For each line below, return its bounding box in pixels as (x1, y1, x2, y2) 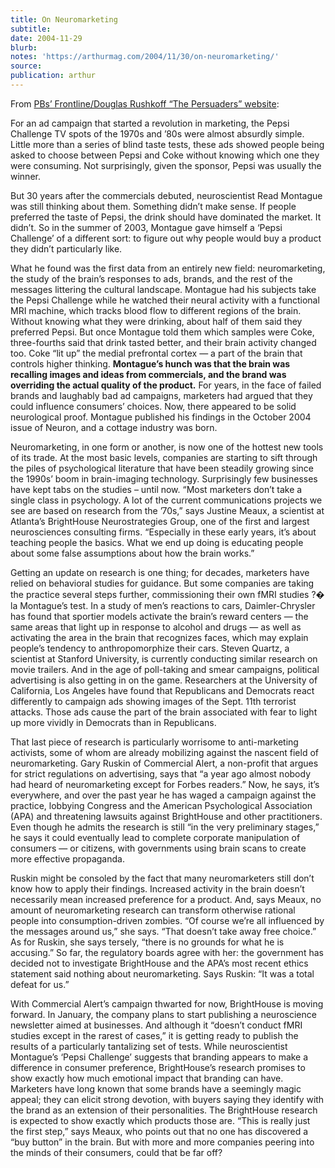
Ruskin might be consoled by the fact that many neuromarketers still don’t (10, 872, 315, 884)
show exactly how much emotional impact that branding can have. (10, 1072, 284, 1084)
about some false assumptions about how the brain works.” (10, 547, 255, 559)
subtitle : (10, 24, 52, 34)
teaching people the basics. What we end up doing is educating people (10, 536, 304, 548)
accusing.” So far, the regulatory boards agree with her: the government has (10, 946, 324, 958)
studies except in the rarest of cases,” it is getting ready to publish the (10, 1029, 299, 1041)
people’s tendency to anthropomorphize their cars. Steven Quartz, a (10, 642, 290, 654)
